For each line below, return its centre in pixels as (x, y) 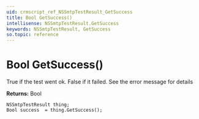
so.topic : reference (33, 35)
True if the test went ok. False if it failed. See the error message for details (100, 82)
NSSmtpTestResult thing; (38, 105)
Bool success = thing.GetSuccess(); (54, 110)
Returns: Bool (24, 94)
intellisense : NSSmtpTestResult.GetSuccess (63, 23)
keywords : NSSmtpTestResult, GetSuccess (59, 29)
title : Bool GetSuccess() (39, 18)
